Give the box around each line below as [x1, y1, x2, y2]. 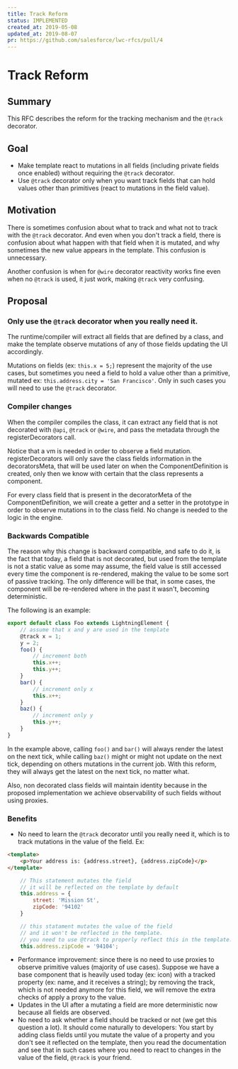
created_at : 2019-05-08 [7, 23, 78, 31]
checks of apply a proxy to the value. [17, 993, 126, 1002]
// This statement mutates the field [20, 877, 132, 884]
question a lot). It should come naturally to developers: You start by [17, 1023, 214, 1032]
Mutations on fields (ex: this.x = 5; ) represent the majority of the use [7, 361, 212, 370]
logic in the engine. [7, 513, 64, 521]
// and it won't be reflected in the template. [20, 929, 163, 936]
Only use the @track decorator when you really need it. [7, 316, 198, 326]
